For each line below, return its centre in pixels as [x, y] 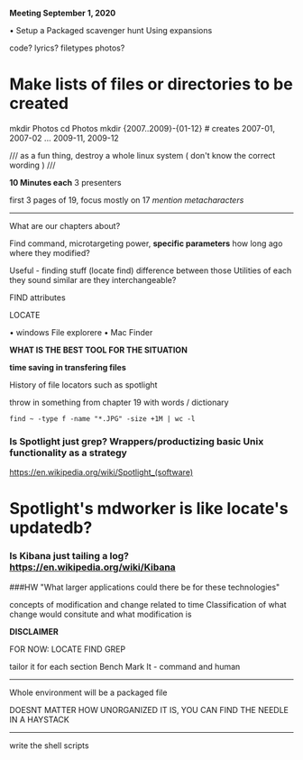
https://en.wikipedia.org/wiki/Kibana [92, 567]
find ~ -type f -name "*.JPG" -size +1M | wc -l [102, 418]
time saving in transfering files [68, 367]
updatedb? [51, 528]
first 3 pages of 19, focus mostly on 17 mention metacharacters [127, 200]
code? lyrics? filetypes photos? [67, 48]
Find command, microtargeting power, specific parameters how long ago [146, 243]
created [39, 104]
